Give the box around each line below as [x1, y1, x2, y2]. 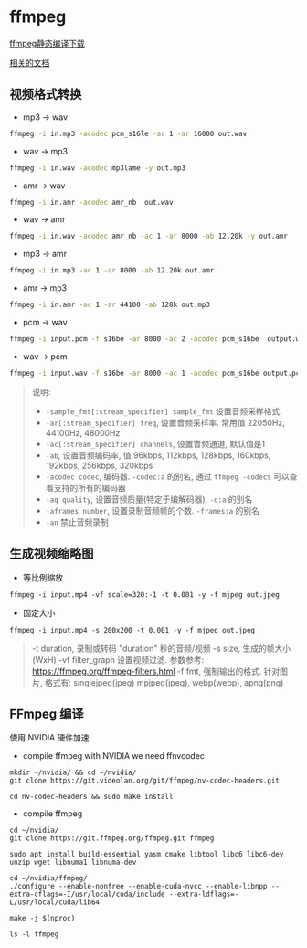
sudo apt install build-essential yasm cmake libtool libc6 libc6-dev [9, 850, 284, 859]
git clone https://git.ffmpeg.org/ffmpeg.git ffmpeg [9, 834, 215, 843]
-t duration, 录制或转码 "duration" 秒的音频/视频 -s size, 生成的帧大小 [31, 643, 291, 654]
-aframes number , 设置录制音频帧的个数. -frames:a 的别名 [45, 505, 260, 516]
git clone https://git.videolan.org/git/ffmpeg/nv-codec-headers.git [9, 776, 281, 785]
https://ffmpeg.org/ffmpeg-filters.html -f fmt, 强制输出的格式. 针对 [31, 666, 281, 676]
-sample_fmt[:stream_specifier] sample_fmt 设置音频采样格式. [45, 405, 283, 417]
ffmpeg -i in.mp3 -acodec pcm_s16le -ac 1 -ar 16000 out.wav [9, 129, 248, 138]
